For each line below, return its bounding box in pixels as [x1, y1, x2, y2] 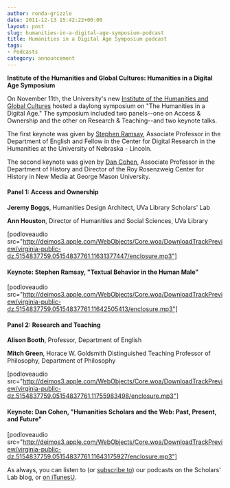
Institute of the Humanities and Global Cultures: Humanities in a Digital [7, 74, 213, 82]
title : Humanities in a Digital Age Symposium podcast [7, 36, 168, 43]
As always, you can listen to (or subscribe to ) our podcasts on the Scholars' [7, 465, 222, 474]
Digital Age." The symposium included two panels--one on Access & [7, 109, 201, 117]
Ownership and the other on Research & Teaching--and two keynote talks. [7, 116, 218, 125]
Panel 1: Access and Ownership [7, 188, 99, 196]
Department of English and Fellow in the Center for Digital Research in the [7, 137, 216, 145]
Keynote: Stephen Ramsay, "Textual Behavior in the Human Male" [7, 268, 199, 276]
